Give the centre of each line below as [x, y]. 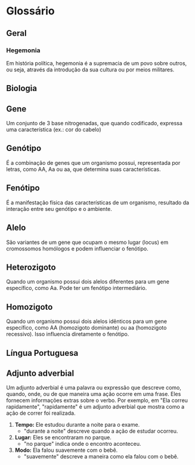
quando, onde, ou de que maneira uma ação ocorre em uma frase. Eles [94, 394]
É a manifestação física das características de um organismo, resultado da [98, 203]
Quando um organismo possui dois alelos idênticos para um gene [86, 321]
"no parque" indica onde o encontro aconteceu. [82, 444]
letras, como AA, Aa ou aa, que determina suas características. [83, 169]
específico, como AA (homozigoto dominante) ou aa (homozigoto [86, 328]
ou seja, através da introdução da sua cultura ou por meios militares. [90, 70]
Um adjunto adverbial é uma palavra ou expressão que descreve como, [94, 388]
